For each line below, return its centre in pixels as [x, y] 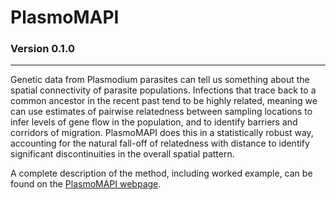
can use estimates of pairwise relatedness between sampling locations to [161, 112]
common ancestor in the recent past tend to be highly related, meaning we [164, 101]
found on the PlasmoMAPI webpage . [86, 184]
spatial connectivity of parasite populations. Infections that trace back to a [163, 90]
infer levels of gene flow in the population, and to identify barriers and [154, 122]
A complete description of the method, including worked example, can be [161, 173]
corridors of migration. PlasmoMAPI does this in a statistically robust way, [162, 133]
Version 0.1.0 [42, 49]
